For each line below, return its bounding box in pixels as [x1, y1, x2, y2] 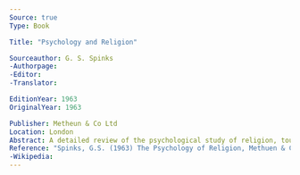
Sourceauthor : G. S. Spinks [9, 54, 114, 62]
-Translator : [9, 79, 58, 87]
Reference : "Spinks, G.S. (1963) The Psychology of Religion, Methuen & [9, 144, 286, 153]
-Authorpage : [9, 62, 58, 71]
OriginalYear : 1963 [9, 103, 82, 112]
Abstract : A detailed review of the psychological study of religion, [9, 136, 278, 145]
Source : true [9, 12, 58, 22]
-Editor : [9, 71, 42, 79]
